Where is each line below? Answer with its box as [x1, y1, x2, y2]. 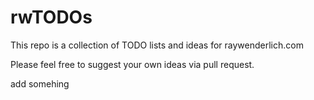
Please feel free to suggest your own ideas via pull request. [10, 58, 255, 70]
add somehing [10, 77, 70, 90]
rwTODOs [10, 6, 93, 29]
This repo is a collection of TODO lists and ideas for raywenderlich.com [10, 39, 304, 51]
